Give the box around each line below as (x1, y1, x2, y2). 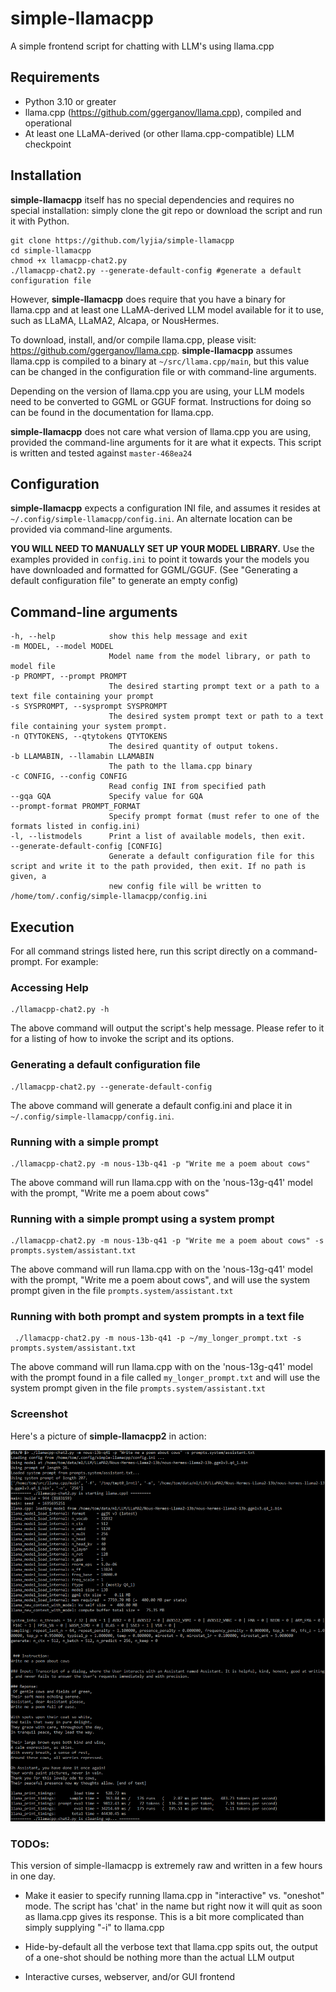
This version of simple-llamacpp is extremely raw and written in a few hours (10, 1859, 323, 1871)
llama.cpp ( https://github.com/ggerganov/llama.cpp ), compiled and (24, 106, 302, 118)
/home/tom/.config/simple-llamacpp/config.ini (10, 892, 208, 902)
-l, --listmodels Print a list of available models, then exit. (10, 832, 307, 842)
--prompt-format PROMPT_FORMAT (10, 802, 141, 812)
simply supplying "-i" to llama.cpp (24, 1921, 165, 1933)
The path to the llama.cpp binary (108, 762, 253, 772)
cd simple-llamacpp (10, 245, 92, 256)
